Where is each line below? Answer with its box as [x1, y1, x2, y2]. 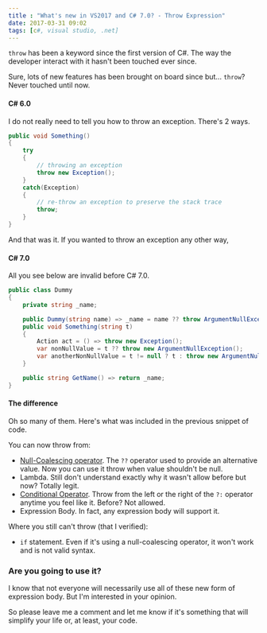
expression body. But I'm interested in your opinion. [8, 592, 177, 601]
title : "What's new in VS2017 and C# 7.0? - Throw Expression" [8, 11, 226, 20]
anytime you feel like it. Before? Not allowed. [19, 498, 165, 507]
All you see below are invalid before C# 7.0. [8, 271, 149, 281]
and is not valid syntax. [19, 546, 96, 555]
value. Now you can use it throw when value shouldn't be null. [19, 464, 223, 473]
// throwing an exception [37, 161, 123, 169]
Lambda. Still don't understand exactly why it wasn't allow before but [19, 472, 246, 482]
